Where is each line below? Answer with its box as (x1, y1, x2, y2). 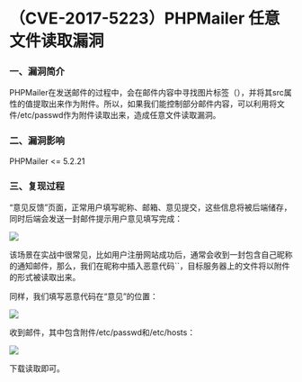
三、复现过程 (9, 179, 66, 192)
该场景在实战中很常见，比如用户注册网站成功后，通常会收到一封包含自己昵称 (9, 250, 293, 260)
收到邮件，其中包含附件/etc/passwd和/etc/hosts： (9, 327, 196, 338)
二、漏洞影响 (9, 134, 66, 147)
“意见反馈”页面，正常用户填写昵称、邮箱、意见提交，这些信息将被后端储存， (9, 202, 292, 213)
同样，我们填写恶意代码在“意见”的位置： (9, 291, 159, 302)
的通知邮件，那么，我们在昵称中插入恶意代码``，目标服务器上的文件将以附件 (9, 260, 290, 271)
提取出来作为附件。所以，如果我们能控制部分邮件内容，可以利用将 (32, 98, 277, 109)
